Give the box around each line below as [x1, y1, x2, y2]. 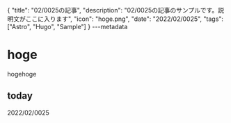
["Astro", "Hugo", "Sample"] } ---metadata [7, 23, 128, 31]
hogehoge [7, 69, 37, 78]
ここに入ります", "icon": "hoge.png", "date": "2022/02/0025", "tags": [25, 15, 224, 23]
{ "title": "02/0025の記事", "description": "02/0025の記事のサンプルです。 [7, 6, 218, 14]
